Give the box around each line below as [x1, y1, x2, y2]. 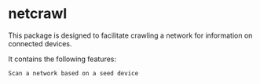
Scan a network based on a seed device [8, 69, 139, 77]
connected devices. [8, 38, 72, 48]
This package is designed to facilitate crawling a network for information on [8, 31, 253, 40]
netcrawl [8, 5, 68, 23]
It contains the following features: [8, 54, 116, 64]
